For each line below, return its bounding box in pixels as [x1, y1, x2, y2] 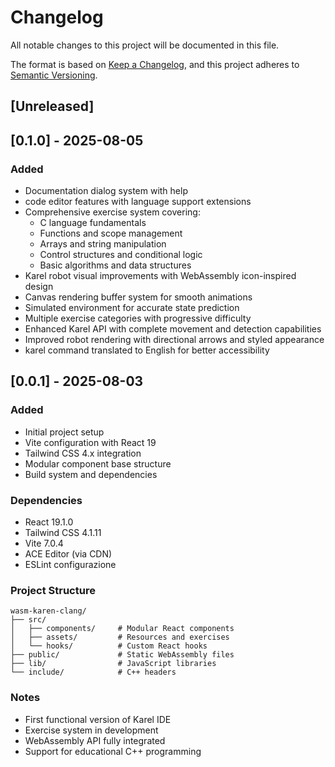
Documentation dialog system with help [24, 185, 188, 197]
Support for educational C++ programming [24, 745, 202, 757]
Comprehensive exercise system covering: [24, 206, 201, 218]
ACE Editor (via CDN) [24, 548, 113, 560]
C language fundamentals [39, 217, 147, 229]
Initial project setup [24, 426, 105, 438]
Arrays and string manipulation [39, 238, 167, 250]
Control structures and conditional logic [39, 249, 203, 261]
